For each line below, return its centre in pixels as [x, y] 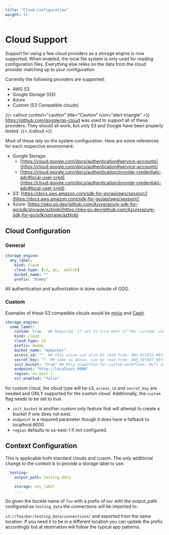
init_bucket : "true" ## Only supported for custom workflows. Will [86, 364]
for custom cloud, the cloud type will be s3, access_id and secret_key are [81, 388]
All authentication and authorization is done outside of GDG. [67, 289]
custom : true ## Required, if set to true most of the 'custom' [85, 332]
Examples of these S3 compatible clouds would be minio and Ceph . [75, 313]
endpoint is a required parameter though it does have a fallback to [81, 419]
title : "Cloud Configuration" [37, 10]
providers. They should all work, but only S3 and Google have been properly [84, 126]
